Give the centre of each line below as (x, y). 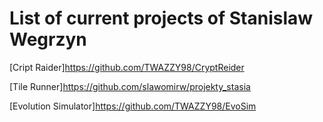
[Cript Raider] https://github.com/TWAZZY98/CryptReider (127, 67)
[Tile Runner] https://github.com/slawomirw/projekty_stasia (130, 86)
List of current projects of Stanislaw (161, 18)
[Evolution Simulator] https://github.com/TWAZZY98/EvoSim (133, 106)
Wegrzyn (48, 39)
